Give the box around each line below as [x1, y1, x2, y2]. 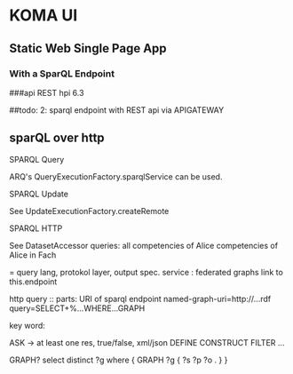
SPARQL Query [9, 154, 65, 164]
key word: [9, 320, 46, 330]
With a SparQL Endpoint [9, 68, 115, 80]
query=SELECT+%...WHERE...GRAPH [9, 303, 146, 314]
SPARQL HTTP [9, 223, 63, 234]
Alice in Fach [9, 250, 57, 260]
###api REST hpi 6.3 [9, 87, 84, 98]
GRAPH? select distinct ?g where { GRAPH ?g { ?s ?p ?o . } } [9, 354, 228, 365]
